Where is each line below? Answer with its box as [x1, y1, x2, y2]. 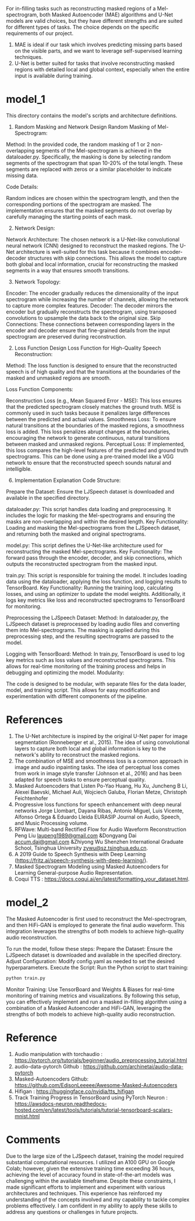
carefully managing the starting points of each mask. [6, 213, 133, 220]
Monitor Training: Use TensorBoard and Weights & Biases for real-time [6, 985, 175, 993]
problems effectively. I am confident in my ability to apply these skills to [6, 1202, 178, 1209]
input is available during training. [14, 73, 93, 79]
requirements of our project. [6, 30, 74, 37]
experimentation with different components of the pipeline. [6, 692, 147, 699]
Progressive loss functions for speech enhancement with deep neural [14, 801, 182, 808]
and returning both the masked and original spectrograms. [6, 530, 146, 537]
